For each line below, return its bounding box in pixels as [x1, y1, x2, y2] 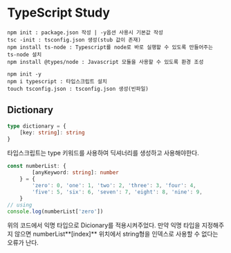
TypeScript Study [7, 5, 111, 21]
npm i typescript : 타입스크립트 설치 [7, 78, 107, 85]
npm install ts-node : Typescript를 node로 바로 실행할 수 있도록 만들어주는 [7, 44, 213, 51]
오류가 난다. [7, 238, 39, 247]
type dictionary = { [7, 123, 67, 130]
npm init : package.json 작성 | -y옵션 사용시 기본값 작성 [7, 29, 164, 36]
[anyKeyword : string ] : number [32, 169, 119, 176]
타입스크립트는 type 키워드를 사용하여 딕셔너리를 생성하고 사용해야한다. [7, 149, 199, 157]
